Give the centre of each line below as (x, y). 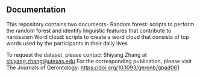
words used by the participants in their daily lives (67, 43)
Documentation (36, 10)
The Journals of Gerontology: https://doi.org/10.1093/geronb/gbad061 (93, 67)
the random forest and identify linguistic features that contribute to (89, 30)
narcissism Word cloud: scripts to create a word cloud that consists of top (98, 37)
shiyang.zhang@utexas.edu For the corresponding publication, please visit (99, 61)
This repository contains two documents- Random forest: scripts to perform (100, 24)
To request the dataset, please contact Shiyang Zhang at (77, 55)
